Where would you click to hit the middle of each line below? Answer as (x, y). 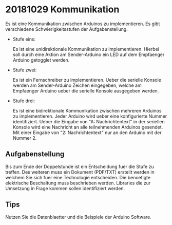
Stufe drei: (24, 101)
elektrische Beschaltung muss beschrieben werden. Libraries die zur (78, 183)
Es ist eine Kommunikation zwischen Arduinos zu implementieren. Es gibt (83, 24)
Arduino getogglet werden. (41, 60)
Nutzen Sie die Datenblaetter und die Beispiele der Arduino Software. (78, 217)
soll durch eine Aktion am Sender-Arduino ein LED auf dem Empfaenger (89, 54)
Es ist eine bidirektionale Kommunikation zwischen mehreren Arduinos (87, 110)
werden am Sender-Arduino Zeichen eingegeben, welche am (77, 85)
